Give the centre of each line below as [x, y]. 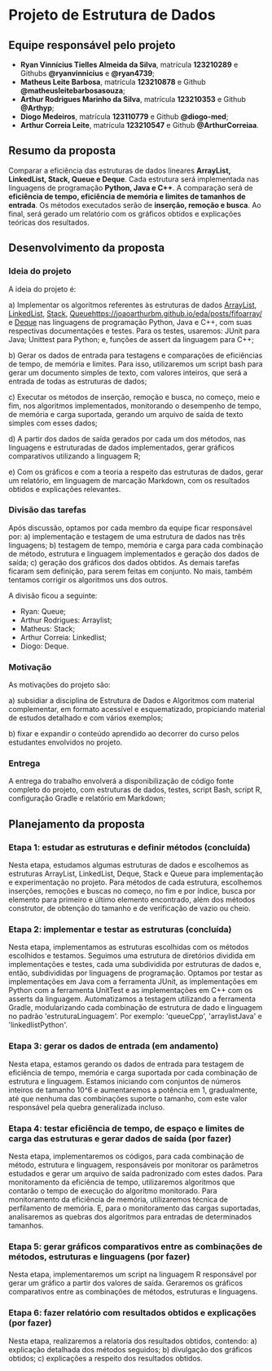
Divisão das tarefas [48, 510]
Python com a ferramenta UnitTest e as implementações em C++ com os [131, 991]
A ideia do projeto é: [42, 289]
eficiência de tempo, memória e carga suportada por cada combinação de [133, 1072]
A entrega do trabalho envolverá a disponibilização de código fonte [121, 781]
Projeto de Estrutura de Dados [112, 15]
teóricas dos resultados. [49, 222]
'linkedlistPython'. [38, 1025]
